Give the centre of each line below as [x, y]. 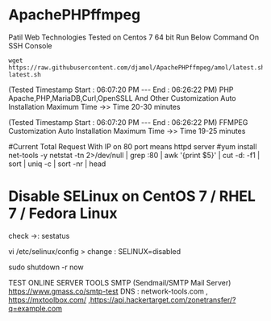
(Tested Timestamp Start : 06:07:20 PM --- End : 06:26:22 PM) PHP [121, 90]
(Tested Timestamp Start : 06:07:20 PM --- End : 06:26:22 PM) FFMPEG [128, 122]
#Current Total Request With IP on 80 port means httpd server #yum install [133, 146]
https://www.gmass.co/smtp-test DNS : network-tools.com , [108, 291]
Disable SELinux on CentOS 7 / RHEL [132, 196]
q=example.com [35, 308]
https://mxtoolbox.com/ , [50, 299]
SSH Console [30, 45]
